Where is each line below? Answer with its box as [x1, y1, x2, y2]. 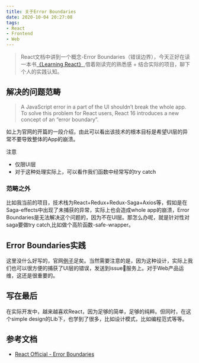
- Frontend [6, 31, 33, 37]
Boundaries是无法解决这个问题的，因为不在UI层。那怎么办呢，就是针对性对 [6, 214, 190, 221]
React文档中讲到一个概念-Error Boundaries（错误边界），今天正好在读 [20, 53, 191, 60]
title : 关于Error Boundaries [6, 8, 76, 15]
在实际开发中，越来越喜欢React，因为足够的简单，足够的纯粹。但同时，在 [6, 308, 187, 315]
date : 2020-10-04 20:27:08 [6, 14, 73, 20]
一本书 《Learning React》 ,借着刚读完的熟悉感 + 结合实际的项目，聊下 [20, 60, 191, 68]
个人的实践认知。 [20, 68, 63, 75]
